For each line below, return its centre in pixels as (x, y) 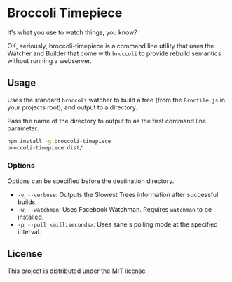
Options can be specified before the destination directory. (91, 181)
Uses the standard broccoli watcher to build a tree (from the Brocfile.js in (116, 100)
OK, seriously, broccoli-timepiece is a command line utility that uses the (111, 46)
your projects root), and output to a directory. (73, 107)
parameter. (23, 128)
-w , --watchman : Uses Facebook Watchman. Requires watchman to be (115, 209)
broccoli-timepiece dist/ (45, 148)
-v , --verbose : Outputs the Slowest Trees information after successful (118, 194)
